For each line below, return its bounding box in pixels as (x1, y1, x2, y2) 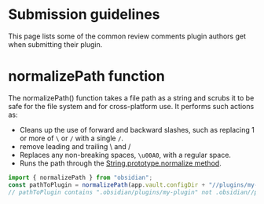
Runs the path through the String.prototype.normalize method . (19, 158, 222, 168)
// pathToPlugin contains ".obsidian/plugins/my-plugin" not (8, 188, 213, 196)
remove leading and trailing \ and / (19, 141, 131, 151)
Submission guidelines (8, 5, 160, 24)
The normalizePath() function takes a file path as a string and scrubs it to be (8, 93, 255, 103)
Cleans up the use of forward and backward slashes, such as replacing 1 (19, 125, 255, 134)
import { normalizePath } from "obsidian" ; (8, 173, 153, 181)
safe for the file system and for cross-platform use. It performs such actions (8, 101, 255, 111)
